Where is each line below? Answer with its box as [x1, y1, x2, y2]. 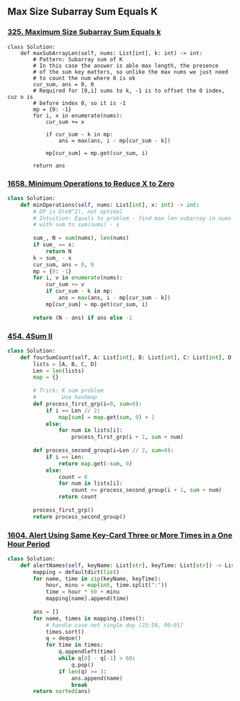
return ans [33, 162, 66, 169]
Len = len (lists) [33, 367, 84, 374]
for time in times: [45, 642, 104, 649]
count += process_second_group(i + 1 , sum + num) [71, 487, 222, 494]
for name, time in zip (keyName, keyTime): [33, 575, 161, 583]
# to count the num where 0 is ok [33, 74, 136, 81]
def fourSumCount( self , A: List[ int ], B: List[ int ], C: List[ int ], [20, 353, 225, 361]
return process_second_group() [33, 513, 126, 520]
